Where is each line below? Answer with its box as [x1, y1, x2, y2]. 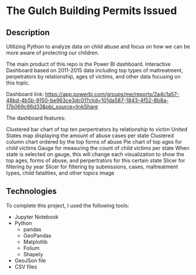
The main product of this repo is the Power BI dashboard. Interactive [6, 60, 171, 67]
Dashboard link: [6, 91, 44, 97]
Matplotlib [23, 238, 48, 245]
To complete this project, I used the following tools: [6, 202, 130, 209]
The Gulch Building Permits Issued [6, 4, 177, 18]
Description [6, 28, 50, 38]
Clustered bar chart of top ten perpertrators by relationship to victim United [6, 126, 188, 133]
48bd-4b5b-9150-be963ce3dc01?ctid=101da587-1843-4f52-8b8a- [6, 97, 169, 104]
